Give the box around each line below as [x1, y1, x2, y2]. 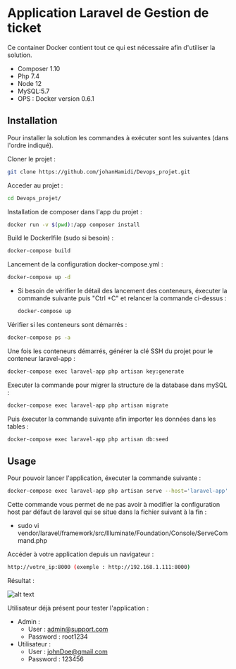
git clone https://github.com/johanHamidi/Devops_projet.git [7, 168, 191, 176]
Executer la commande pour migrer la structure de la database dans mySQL [7, 381, 228, 389]
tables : [7, 422, 29, 431]
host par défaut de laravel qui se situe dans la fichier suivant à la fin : [7, 508, 207, 516]
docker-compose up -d [7, 274, 71, 281]
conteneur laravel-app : [7, 354, 75, 362]
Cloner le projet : [7, 154, 56, 163]
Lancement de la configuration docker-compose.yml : [7, 260, 163, 269]
